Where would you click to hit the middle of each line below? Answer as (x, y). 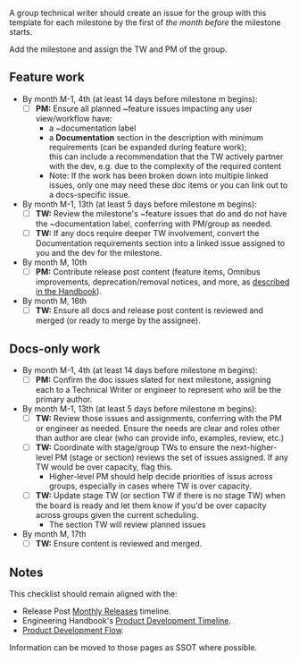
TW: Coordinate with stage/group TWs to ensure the (132, 447)
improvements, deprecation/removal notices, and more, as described (162, 282)
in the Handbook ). (69, 292)
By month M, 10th (54, 262)
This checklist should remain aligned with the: (93, 594)
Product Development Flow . (73, 631)
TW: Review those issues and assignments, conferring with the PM (159, 418)
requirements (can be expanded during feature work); (148, 147)
